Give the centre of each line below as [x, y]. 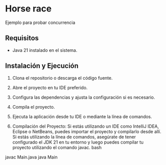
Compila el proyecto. [34, 107]
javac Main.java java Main [32, 157]
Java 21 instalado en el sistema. [45, 50]
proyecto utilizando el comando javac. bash [57, 147]
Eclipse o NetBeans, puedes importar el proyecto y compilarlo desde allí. [87, 131]
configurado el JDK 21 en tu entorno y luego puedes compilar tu [78, 142]
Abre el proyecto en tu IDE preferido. [50, 87]
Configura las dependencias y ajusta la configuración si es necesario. [83, 97]
